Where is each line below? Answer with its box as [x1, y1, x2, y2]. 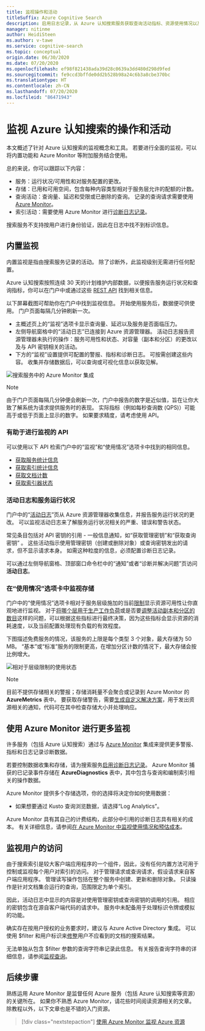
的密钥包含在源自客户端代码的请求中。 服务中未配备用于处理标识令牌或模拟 [6, 904, 195, 911]
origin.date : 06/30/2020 [6, 54, 70, 61]
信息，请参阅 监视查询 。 [11, 953, 71, 960]
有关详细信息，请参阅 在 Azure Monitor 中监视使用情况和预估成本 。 [18, 823, 186, 830]
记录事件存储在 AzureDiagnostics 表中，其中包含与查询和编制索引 [22, 769, 190, 777]
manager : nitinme [6, 26, 51, 32]
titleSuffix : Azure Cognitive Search [6, 15, 103, 21]
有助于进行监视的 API [6, 428, 69, 437]
